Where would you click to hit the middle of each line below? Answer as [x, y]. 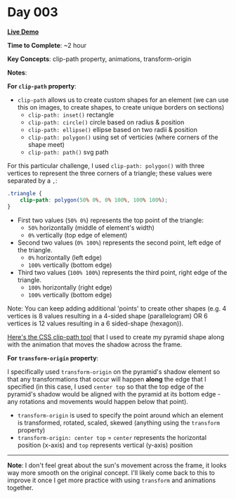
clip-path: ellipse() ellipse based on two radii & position [113, 129]
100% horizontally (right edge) [70, 287]
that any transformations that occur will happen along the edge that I [107, 379]
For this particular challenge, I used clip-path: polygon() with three [106, 165]
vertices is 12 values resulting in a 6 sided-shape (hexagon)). [96, 323]
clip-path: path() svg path [68, 152]
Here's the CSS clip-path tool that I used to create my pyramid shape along [116, 337]
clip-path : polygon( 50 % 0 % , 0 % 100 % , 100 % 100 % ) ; [94, 200]
